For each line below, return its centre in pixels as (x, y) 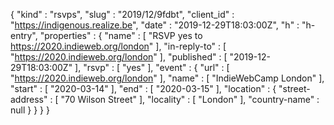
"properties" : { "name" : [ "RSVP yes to (121, 35)
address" (29, 99)
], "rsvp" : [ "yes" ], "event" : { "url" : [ (152, 67)
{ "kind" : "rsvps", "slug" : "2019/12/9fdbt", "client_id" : (122, 14)
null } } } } (30, 110)
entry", (24, 35)
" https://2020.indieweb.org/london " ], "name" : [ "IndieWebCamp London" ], (167, 78)
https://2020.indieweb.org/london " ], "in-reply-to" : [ (118, 46)
